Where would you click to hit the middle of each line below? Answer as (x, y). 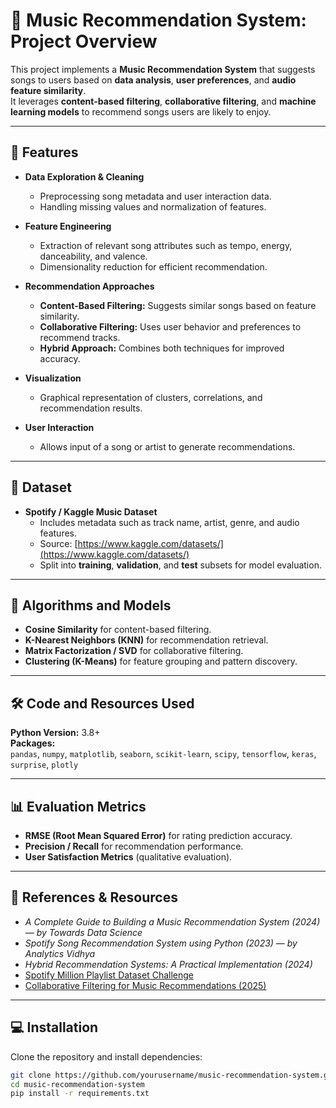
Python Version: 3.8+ (55, 733)
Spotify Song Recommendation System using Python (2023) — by (161, 943)
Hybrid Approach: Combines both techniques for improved (162, 348)
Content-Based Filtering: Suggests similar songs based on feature (178, 305)
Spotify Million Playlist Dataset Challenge (109, 975)
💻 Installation (54, 1027)
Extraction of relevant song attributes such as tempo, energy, (166, 245)
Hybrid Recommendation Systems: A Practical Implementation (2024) (168, 964)
